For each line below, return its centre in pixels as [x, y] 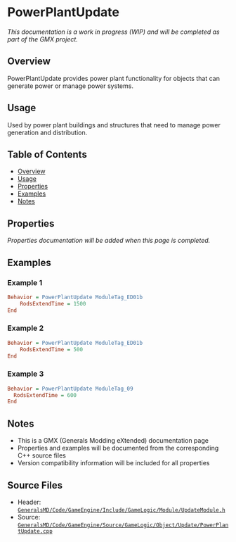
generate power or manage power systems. [70, 86]
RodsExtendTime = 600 [45, 395]
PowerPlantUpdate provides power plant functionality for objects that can [113, 78]
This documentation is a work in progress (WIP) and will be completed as [113, 32]
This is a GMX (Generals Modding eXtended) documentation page [113, 441]
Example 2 [26, 328]
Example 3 [26, 374]
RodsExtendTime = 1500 [53, 303]
